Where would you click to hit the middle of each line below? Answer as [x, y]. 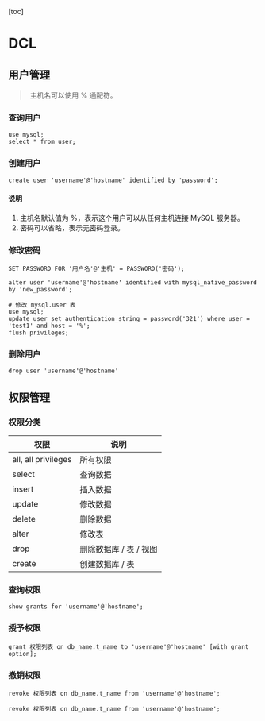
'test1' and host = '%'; [49, 326]
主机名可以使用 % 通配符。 [73, 95]
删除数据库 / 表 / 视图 [118, 549]
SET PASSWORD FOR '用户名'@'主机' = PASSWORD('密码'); [96, 269]
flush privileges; [38, 333]
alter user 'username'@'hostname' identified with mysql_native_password [133, 283]
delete [24, 519]
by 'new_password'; [40, 290]
